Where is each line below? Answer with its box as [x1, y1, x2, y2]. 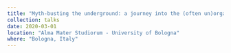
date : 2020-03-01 [7, 23, 57, 30]
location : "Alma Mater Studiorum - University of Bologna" [7, 29, 180, 36]
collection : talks [7, 17, 60, 23]
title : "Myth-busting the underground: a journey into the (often [7, 10, 201, 17]
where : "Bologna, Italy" [7, 36, 78, 43]
